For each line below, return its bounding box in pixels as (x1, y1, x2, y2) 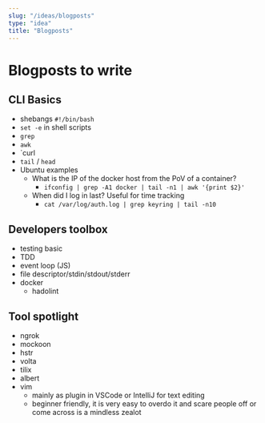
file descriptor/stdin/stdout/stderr (19, 269, 130, 279)
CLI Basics (8, 93, 62, 107)
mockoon (19, 340, 51, 348)
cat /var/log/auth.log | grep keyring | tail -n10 (43, 201, 217, 209)
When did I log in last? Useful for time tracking (31, 191, 185, 200)
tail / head (19, 157, 56, 167)
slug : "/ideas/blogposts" (8, 11, 94, 20)
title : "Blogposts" (8, 26, 74, 34)
